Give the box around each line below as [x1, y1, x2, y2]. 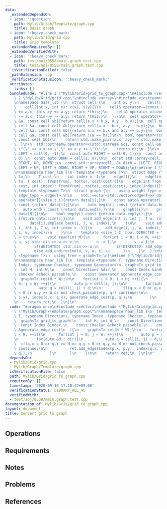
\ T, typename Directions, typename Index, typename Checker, [14, 313, 146, 318]
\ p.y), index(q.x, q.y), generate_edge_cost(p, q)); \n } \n [14, 295, 157, 300]
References [5, 497, 42, 506]
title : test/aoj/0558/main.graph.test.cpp [14, 63, 103, 68]
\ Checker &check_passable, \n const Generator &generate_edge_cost [14, 271, 164, 277]
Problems [5, 480, 36, 489]
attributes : [9, 81, 35, 86]
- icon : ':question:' [9, 16, 55, 21]
